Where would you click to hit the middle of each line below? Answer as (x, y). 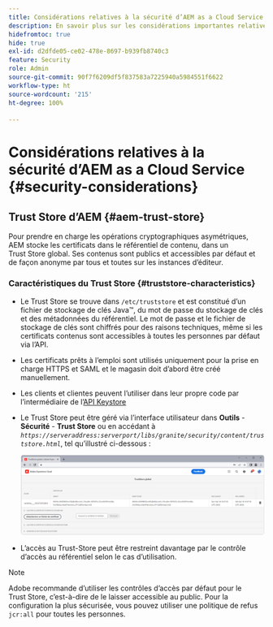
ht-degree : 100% (36, 103)
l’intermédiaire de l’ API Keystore (73, 401)
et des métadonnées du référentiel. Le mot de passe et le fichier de (133, 318)
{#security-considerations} (104, 187)
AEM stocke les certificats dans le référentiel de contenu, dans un (119, 245)
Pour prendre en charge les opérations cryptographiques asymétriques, (129, 236)
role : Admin (28, 69)
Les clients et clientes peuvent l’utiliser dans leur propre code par (130, 393)
